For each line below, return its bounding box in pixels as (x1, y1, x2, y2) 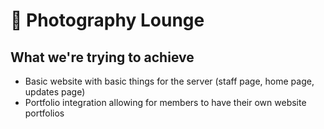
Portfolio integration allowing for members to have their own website (24, 97, 307, 108)
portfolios (24, 107, 65, 119)
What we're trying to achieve (10, 49, 195, 66)
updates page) (24, 86, 86, 98)
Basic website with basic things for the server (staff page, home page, (24, 75, 315, 87)
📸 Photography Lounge (10, 9, 205, 32)
